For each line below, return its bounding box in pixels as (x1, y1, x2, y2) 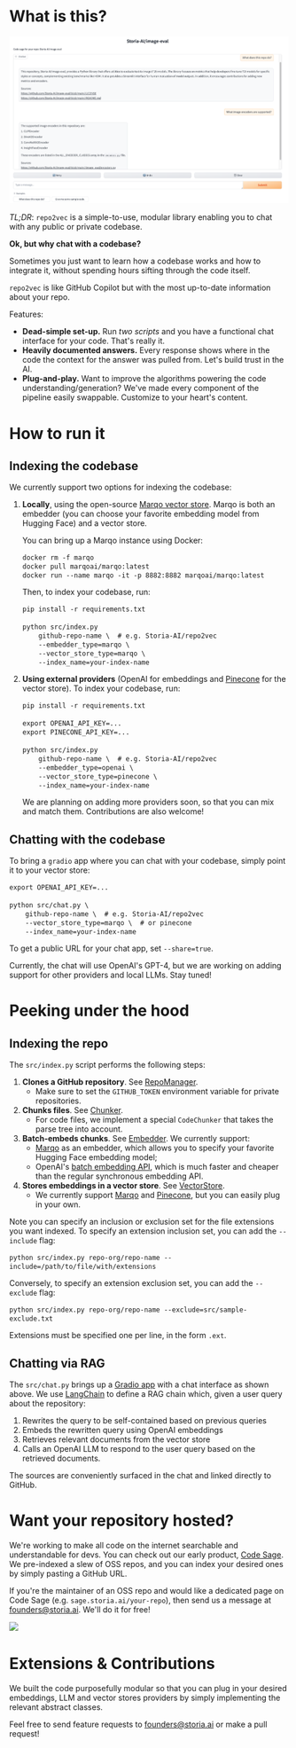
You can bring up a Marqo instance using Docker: (21, 535, 204, 546)
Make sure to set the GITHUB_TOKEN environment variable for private (35, 1086, 279, 1097)
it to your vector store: (9, 865, 90, 875)
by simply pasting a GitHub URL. (9, 1568, 128, 1579)
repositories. (35, 1095, 82, 1106)
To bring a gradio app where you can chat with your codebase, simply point (9, 856, 286, 866)
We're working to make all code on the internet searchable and (9, 1540, 239, 1550)
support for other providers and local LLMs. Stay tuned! (9, 969, 213, 981)
